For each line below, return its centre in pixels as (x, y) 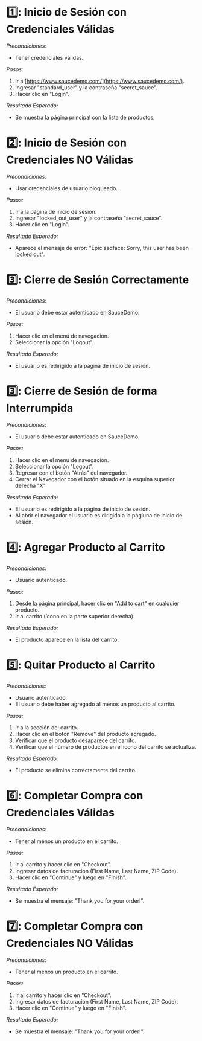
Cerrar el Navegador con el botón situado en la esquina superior (95, 479)
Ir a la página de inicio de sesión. (56, 211)
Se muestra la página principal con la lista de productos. (85, 117)
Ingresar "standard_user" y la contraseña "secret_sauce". (86, 87)
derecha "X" (30, 485)
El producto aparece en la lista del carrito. (67, 639)
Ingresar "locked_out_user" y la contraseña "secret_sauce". (89, 218)
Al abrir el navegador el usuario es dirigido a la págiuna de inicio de (99, 515)
